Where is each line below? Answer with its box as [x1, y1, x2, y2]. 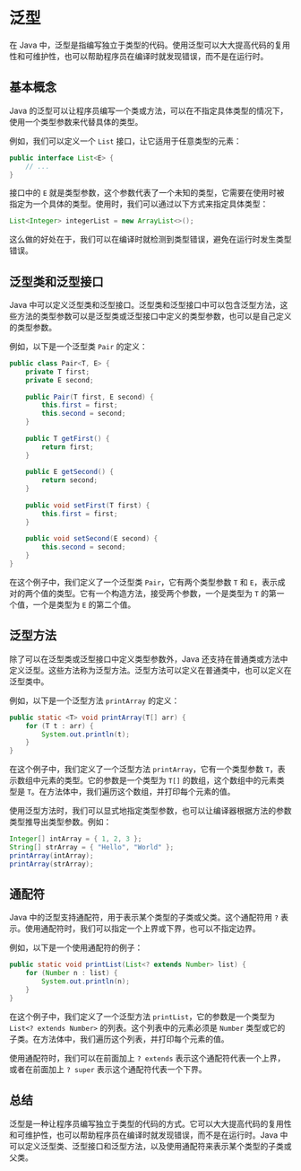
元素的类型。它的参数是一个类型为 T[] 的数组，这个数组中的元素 [39, 775, 278, 786]
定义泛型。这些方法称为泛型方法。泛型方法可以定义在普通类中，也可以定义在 [9, 665, 292, 675]
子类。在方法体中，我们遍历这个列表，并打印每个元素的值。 [9, 1034, 229, 1044]
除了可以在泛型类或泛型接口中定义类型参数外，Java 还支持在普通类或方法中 [9, 653, 288, 665]
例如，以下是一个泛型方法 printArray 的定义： [9, 695, 180, 706]
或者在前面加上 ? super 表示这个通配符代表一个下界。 [9, 1063, 207, 1074]
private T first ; [25, 367, 90, 376]
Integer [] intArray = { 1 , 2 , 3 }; [9, 834, 142, 844]
